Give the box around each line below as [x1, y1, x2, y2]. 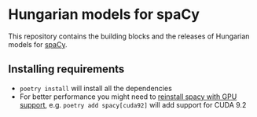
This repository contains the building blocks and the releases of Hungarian [8, 31, 250, 41]
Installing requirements [8, 63, 125, 76]
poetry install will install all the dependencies [19, 83, 173, 93]
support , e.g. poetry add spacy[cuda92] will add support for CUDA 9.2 [19, 100, 247, 109]
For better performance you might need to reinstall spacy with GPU [19, 92, 237, 101]
